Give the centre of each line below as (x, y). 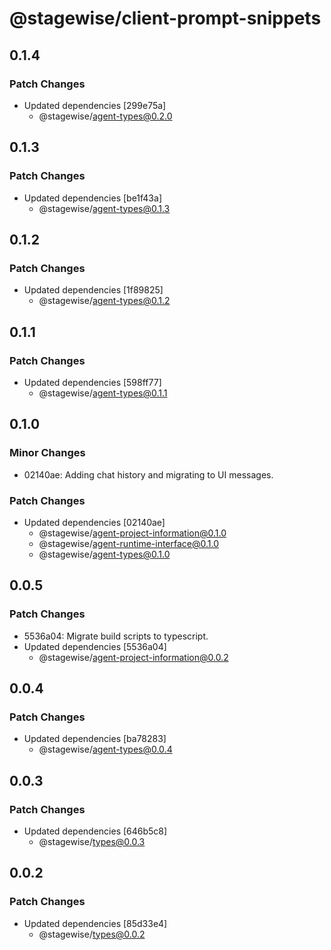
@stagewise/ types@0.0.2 (92, 934)
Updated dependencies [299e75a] (95, 105)
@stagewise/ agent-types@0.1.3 (104, 208)
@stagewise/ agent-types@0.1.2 (104, 301)
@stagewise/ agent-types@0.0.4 (105, 749)
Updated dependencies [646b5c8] (95, 831)
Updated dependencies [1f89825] (93, 290)
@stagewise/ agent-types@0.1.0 (104, 554)
